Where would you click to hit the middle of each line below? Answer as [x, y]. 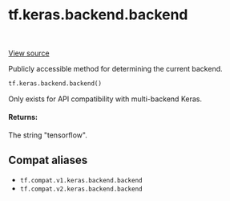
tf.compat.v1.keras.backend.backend [81, 180]
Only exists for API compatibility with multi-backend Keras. [105, 99]
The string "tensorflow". [48, 135]
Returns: [23, 117]
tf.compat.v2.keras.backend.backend [81, 189]
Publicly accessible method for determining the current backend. [115, 68]
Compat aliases [48, 160]
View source [29, 53]
